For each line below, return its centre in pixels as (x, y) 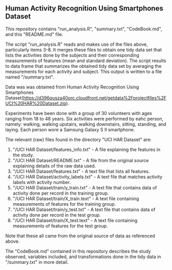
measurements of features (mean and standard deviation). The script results (86, 61)
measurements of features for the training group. (64, 204)
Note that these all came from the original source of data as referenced (80, 236)
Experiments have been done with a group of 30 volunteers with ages (79, 113)
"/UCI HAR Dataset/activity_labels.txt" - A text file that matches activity (88, 177)
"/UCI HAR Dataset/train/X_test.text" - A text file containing (75, 220)
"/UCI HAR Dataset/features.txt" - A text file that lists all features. (81, 171)
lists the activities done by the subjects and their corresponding (72, 55)
